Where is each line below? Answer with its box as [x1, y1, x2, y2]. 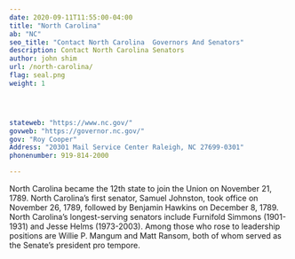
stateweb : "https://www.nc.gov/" [9, 118, 133, 127]
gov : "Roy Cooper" [9, 135, 77, 144]
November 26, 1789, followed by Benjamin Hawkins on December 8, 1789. [9, 202, 279, 213]
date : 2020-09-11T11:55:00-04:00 [9, 12, 133, 22]
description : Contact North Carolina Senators [9, 46, 185, 55]
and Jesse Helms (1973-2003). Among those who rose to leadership [29, 221, 281, 232]
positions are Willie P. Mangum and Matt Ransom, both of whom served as [9, 231, 282, 240]
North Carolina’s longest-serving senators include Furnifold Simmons [9, 212, 262, 222]
